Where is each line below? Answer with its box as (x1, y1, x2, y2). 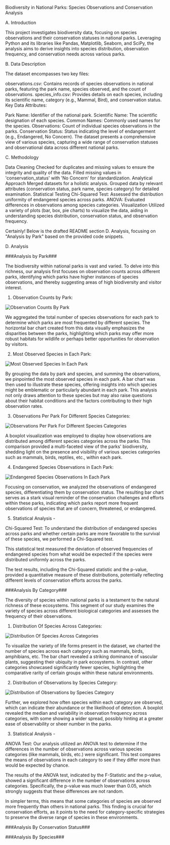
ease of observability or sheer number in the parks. (5, 721, 112, 727)
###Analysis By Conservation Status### (5, 824, 90, 830)
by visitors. (5, 341, 28, 347)
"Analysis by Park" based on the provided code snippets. (5, 233, 124, 239)
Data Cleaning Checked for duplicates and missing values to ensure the (5, 164, 154, 170)
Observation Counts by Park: (12, 294, 73, 300)
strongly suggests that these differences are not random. (5, 788, 124, 794)
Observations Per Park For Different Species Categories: (12, 413, 131, 419)
